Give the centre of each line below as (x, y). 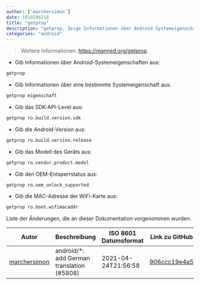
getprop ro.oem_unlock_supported (48, 185)
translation (70, 266)
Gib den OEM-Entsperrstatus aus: (56, 174)
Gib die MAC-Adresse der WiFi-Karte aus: (66, 196)
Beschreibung (76, 237)
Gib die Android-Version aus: (50, 129)
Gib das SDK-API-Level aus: (49, 107)
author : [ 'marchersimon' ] (38, 12)
